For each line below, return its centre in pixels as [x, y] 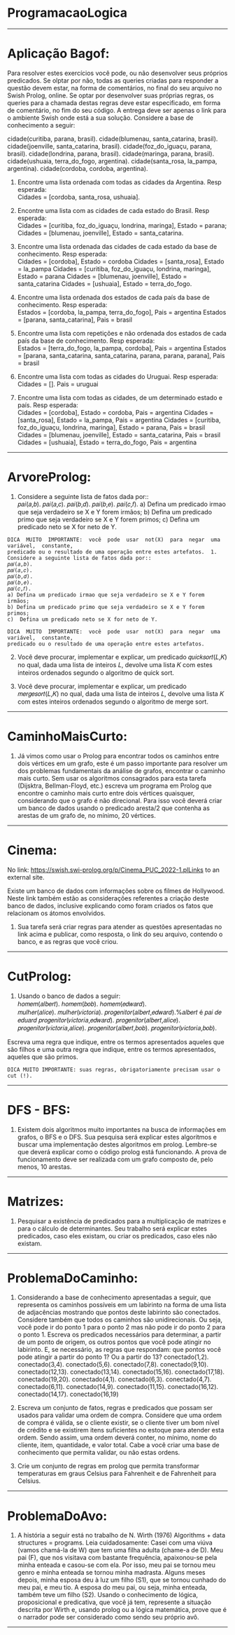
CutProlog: [40, 976]
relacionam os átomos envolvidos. [57, 913]
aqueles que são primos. [43, 1057]
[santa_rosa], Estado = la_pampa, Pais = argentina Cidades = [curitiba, [119, 420]
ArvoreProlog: [49, 477]
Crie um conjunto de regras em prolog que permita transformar [108, 1466]
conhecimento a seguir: [41, 125]
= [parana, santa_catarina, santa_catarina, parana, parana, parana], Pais [121, 355]
